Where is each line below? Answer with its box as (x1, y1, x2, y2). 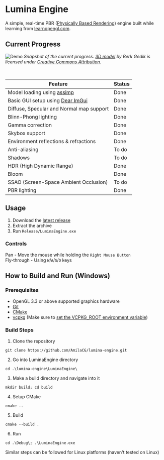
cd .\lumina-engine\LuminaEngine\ (5, 366, 78, 371)
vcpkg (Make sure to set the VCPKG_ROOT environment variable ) (12, 314, 148, 320)
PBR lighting (8, 187, 37, 194)
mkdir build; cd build (5, 385, 53, 390)
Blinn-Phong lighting (8, 113, 57, 120)
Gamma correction (8, 122, 52, 129)
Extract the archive (12, 222, 52, 228)
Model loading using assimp (8, 89, 74, 96)
